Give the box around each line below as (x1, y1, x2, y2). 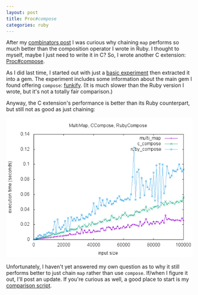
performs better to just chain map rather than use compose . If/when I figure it (6, 270, 188, 277)
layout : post (6, 9, 38, 15)
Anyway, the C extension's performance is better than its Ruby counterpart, (6, 99, 190, 106)
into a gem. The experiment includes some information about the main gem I (6, 76, 192, 83)
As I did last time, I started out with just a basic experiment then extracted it (6, 69, 190, 76)
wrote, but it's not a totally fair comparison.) (6, 88, 113, 95)
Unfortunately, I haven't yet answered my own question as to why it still (6, 263, 180, 270)
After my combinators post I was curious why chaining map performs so (6, 39, 179, 46)
